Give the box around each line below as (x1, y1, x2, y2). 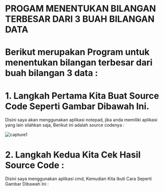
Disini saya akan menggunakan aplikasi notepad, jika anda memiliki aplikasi (5, 117, 158, 123)
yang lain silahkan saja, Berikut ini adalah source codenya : (5, 122, 125, 128)
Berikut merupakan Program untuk (5, 46, 150, 58)
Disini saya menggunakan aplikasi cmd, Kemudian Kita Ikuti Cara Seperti (5, 176, 152, 182)
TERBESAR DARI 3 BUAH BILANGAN (5, 13, 155, 25)
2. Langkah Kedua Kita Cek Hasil (5, 149, 141, 160)
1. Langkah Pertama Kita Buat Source (5, 90, 159, 101)
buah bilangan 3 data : (5, 68, 98, 79)
